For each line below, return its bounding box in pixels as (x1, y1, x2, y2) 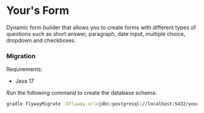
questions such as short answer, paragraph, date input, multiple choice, (6, 30, 186, 37)
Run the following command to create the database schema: (6, 89, 157, 97)
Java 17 (15, 77, 35, 85)
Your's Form (6, 4, 69, 18)
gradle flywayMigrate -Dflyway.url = (6, 101, 99, 107)
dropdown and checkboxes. (6, 36, 76, 44)
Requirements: (6, 66, 42, 73)
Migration (6, 52, 36, 60)
